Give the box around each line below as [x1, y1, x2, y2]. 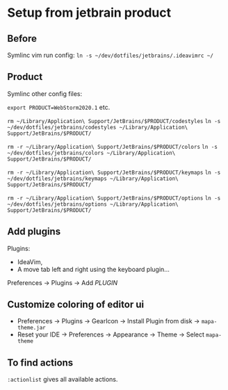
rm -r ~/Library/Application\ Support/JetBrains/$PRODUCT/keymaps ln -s [7, 169, 221, 176]
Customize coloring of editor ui [7, 299, 145, 311]
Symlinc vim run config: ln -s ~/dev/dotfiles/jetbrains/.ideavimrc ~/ [7, 51, 214, 59]
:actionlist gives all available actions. [7, 375, 118, 384]
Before [7, 33, 37, 44]
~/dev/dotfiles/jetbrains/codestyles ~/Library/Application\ [7, 124, 188, 131]
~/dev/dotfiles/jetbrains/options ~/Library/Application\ [7, 200, 179, 208]
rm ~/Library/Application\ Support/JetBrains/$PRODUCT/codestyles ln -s [7, 117, 221, 124]
